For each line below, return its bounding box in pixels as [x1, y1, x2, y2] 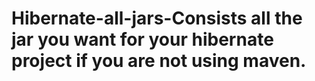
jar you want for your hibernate [11, 28, 274, 51]
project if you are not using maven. [11, 50, 307, 72]
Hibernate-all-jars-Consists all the [11, 7, 303, 30]
